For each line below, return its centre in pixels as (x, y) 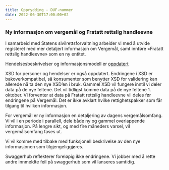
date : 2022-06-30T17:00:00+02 (37, 15)
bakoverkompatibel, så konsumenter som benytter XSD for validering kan (81, 79)
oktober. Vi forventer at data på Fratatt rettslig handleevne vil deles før (78, 95)
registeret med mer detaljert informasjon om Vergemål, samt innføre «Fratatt (84, 48)
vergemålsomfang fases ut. (34, 131)
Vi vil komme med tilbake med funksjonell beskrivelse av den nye (73, 141)
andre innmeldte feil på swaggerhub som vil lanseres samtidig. (70, 161)
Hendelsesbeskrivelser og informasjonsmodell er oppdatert (67, 64)
